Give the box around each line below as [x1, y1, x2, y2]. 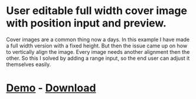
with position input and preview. [6, 16, 167, 30]
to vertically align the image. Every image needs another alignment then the [6, 48, 190, 55]
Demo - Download [6, 81, 96, 95]
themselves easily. [6, 60, 51, 68]
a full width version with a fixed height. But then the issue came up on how [6, 42, 188, 49]
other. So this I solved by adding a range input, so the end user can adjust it [6, 54, 190, 62]
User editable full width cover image [6, 4, 188, 18]
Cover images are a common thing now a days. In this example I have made [6, 36, 190, 43]
